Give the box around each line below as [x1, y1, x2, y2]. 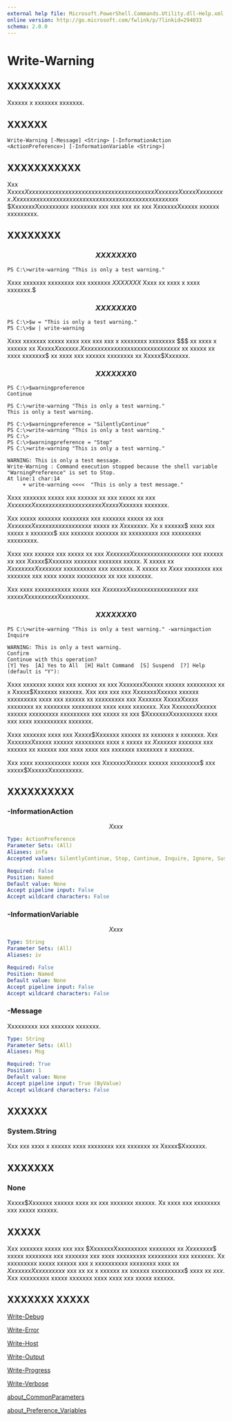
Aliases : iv [7, 952, 41, 959]
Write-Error [7, 1325, 39, 1334]
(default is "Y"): [7, 668, 60, 675]
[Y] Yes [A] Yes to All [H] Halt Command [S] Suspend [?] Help [7, 662, 206, 669]
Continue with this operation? [7, 655, 97, 663]
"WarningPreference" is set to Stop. [7, 469, 116, 476]
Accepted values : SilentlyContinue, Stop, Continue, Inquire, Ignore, [7, 855, 215, 862]
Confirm [7, 650, 30, 657]
